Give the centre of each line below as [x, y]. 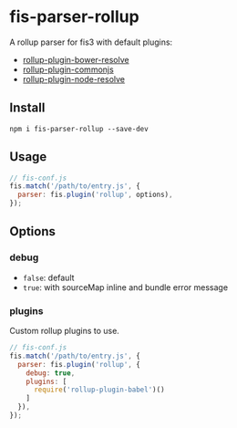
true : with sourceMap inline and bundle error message [125, 287]
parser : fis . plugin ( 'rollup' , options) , [95, 195]
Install [27, 108]
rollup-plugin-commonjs [68, 69]
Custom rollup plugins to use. [65, 331]
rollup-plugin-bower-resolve [76, 59]
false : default [48, 277]
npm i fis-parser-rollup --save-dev [79, 129]
